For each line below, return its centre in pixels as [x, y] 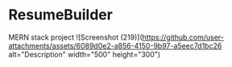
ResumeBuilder [60, 15]
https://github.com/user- [183, 37]
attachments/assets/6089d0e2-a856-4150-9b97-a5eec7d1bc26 [115, 45]
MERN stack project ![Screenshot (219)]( [75, 37]
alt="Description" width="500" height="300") [85, 54]
